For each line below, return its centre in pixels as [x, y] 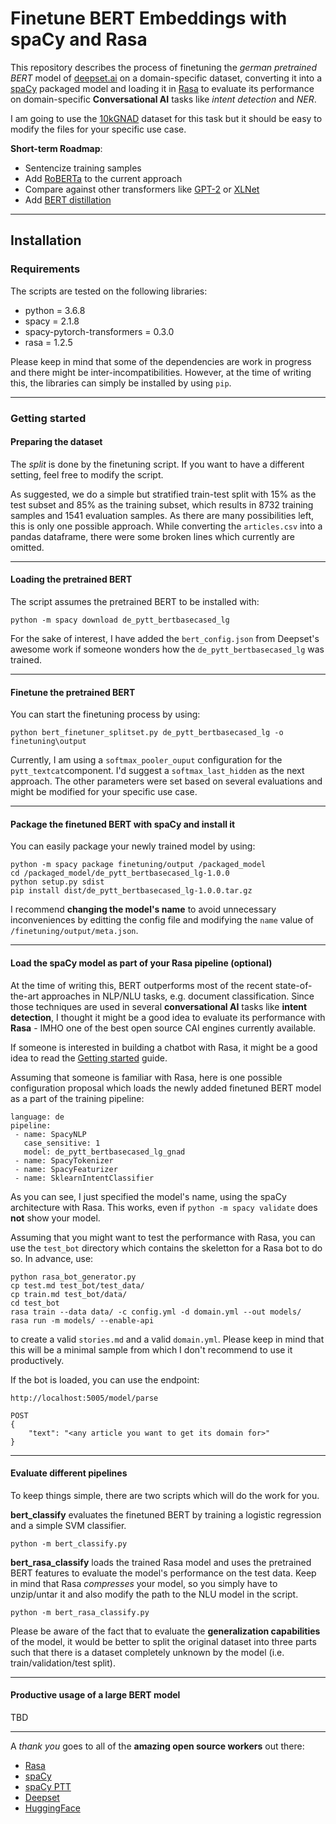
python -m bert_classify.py [69, 1543]
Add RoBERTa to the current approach [103, 178]
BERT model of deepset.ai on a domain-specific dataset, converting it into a [166, 78]
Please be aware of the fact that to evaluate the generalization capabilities [165, 1631]
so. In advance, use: [52, 1258]
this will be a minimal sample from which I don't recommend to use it [151, 1349]
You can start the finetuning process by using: [105, 714]
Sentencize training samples [83, 168]
